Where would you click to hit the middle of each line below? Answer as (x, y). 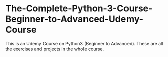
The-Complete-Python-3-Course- (79, 9)
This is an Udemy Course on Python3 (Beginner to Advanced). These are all (84, 43)
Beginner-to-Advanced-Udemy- (74, 19)
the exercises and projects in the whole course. (55, 49)
